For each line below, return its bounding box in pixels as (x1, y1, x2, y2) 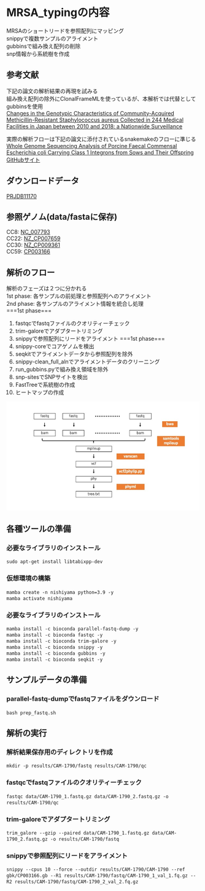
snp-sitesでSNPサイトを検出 (15, 373, 88, 381)
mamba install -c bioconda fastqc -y (6, 632, 103, 638)
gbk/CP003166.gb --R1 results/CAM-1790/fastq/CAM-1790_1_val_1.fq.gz (6, 873, 188, 879)
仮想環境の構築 (6, 574, 51, 583)
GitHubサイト (6, 156, 41, 163)
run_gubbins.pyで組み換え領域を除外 (15, 366, 109, 373)
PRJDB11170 (6, 192, 37, 200)
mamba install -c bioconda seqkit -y (6, 656, 103, 663)
